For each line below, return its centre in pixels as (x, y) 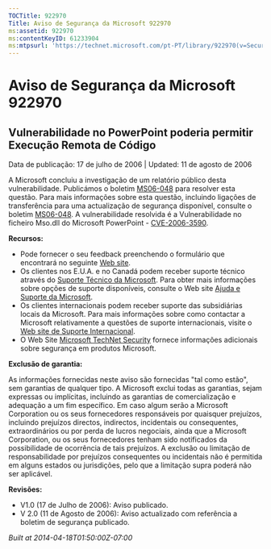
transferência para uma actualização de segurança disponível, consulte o (130, 206)
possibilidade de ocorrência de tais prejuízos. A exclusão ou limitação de (129, 448)
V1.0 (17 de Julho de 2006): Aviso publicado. (94, 505)
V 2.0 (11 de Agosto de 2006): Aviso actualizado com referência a (129, 514)
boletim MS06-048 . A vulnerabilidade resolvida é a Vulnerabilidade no (125, 214)
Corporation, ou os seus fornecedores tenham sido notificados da (118, 439)
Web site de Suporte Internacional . (77, 331)
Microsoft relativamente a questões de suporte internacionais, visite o (136, 322)
